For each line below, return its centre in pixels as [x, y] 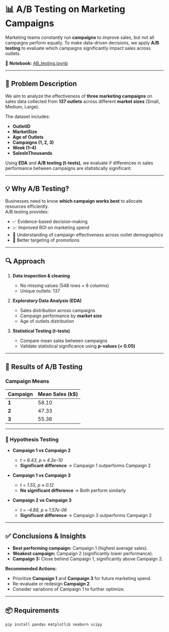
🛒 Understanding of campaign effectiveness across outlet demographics [88, 235]
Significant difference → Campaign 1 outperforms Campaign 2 [85, 466]
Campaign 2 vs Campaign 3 [42, 500]
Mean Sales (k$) [58, 394]
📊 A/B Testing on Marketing [65, 9]
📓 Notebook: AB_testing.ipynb [36, 63]
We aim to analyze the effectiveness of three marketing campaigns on [79, 96]
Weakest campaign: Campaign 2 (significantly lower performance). [83, 554]
